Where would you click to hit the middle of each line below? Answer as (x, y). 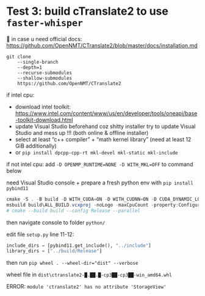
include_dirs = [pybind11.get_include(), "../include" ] (79, 245)
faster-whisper (45, 23)
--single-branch (38, 62)
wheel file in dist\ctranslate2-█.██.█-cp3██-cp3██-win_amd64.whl (89, 275)
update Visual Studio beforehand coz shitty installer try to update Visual (106, 126)
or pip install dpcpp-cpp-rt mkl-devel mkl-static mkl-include (96, 152)
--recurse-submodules (45, 73)
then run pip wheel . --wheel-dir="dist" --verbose (72, 263)
